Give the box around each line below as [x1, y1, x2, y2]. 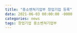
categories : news [5, 16, 40, 21]
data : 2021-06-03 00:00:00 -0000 [5, 12, 73, 16]
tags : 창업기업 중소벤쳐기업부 [5, 20, 57, 26]
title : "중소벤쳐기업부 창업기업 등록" [5, 7, 72, 12]
